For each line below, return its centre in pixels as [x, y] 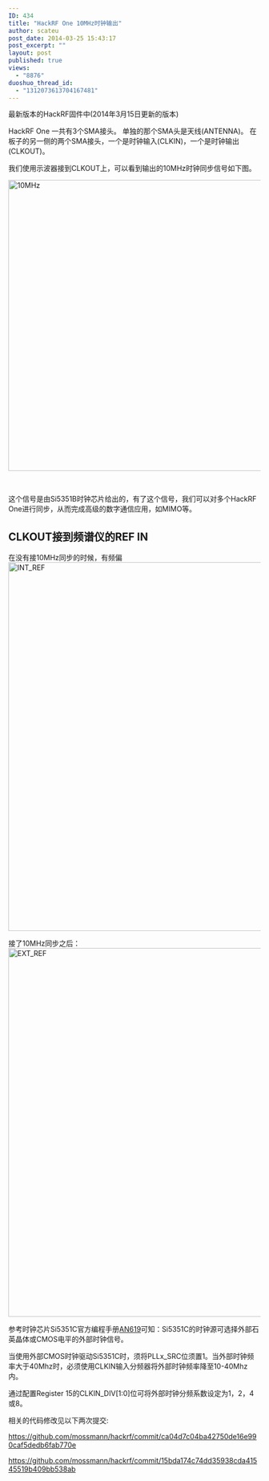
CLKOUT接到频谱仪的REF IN [78, 537]
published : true [35, 61]
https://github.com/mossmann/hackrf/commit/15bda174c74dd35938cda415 [133, 1461]
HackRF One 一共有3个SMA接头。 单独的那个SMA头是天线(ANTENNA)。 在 [132, 131]
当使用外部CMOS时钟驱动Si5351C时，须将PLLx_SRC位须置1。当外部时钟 [128, 1357]
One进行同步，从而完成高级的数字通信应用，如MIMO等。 [102, 509]
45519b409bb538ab [42, 1469]
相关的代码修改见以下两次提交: [59, 1421]
